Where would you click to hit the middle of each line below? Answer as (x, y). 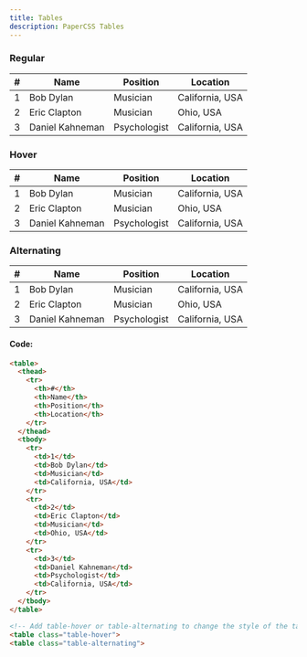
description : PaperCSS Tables (67, 26)
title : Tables (37, 18)
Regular (27, 58)
